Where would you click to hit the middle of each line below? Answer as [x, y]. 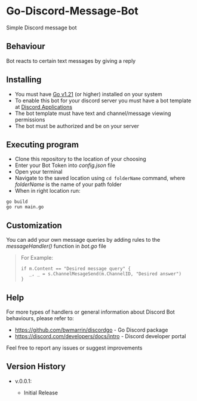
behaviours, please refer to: [40, 318]
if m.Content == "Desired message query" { [76, 269]
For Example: [37, 258]
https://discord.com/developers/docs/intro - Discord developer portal [100, 336]
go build [17, 202]
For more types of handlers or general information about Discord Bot [90, 312]
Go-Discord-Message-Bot [72, 11]
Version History [36, 367]
